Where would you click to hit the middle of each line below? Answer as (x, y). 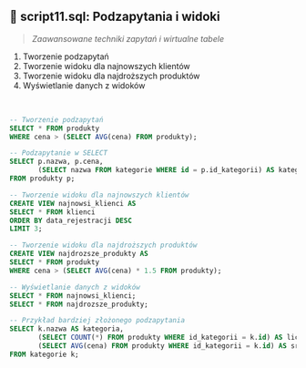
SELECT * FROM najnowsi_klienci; (73, 296)
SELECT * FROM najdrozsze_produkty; (79, 304)
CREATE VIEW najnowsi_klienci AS (73, 203)
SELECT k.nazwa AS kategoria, (67, 329)
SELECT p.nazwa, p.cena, (56, 162)
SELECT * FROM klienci (52, 212)
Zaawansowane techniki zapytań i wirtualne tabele (128, 38)
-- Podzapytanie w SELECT (58, 153)
